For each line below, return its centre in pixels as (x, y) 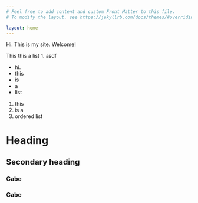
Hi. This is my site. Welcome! (41, 44)
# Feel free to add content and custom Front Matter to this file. (91, 12)
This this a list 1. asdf (32, 56)
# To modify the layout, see (42, 17)
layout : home (22, 28)
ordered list (29, 116)
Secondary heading (43, 162)
